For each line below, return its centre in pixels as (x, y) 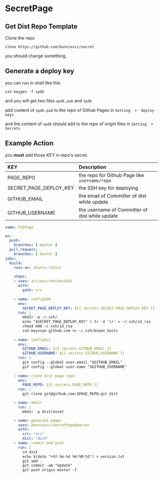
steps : (20, 277)
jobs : (10, 258)
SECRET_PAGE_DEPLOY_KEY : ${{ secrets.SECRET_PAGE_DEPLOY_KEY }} (89, 308)
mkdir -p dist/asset (43, 411)
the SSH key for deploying (108, 188)
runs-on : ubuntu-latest (38, 267)
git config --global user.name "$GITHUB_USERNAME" (75, 367)
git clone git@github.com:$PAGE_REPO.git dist (70, 394)
